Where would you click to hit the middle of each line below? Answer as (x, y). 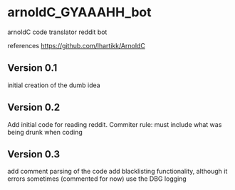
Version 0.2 (34, 107)
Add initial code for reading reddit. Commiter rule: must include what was (115, 124)
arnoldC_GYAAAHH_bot (79, 12)
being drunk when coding (45, 132)
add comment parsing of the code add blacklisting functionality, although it (117, 172)
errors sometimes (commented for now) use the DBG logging (97, 179)
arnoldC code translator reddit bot (57, 32)
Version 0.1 (32, 68)
